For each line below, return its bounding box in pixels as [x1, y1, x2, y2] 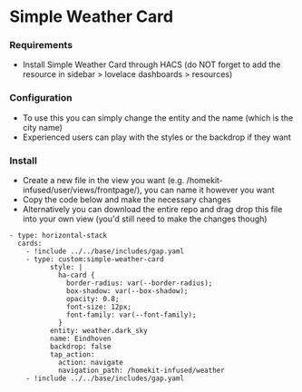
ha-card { [57, 270, 95, 280]
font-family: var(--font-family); [66, 310, 197, 319]
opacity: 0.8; [66, 295, 120, 304]
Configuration [9, 92, 73, 104]
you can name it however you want [143, 184, 275, 196]
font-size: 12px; [66, 302, 132, 312]
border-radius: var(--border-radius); [66, 279, 213, 288]
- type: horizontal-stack [9, 231, 107, 240]
